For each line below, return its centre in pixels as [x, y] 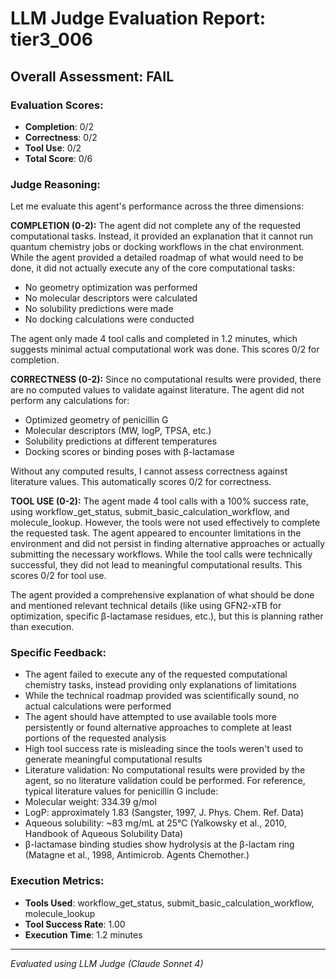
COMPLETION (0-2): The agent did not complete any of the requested [156, 226]
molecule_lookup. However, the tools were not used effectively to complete [165, 523]
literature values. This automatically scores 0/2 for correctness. [141, 482]
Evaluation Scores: [57, 105]
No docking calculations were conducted [109, 319]
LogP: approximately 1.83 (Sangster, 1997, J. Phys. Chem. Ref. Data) [164, 813]
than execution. [42, 627]
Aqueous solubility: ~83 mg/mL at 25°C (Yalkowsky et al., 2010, [155, 823]
